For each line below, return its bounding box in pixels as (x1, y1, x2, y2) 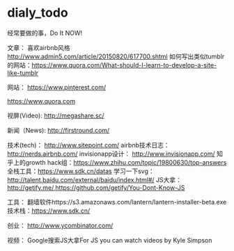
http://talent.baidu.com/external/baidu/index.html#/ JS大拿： (7, 175, 182, 184)
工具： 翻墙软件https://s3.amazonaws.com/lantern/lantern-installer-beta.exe (7, 197, 227, 206)
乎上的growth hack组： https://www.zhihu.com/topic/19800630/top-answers (7, 158, 227, 166)
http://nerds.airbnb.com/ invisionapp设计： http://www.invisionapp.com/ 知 (7, 149, 223, 158)
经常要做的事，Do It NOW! (7, 29, 82, 37)
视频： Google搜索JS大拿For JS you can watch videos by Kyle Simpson (7, 236, 212, 244)
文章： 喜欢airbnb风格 (7, 43, 71, 51)
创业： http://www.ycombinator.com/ (7, 221, 114, 229)
